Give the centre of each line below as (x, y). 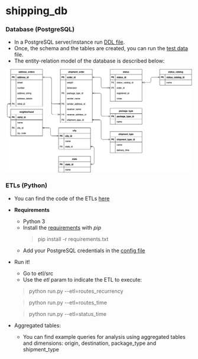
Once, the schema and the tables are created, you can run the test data (101, 48)
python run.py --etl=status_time (68, 314)
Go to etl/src (38, 273)
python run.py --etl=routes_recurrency (76, 291)
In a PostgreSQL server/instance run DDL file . (69, 42)
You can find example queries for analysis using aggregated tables (104, 337)
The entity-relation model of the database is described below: (89, 61)
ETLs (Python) (27, 185)
